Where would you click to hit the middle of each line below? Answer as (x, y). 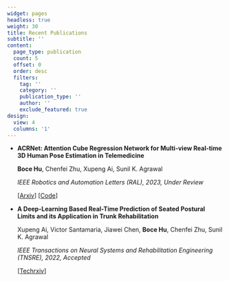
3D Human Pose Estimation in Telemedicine (80, 156)
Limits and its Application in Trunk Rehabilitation (88, 216)
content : (20, 45)
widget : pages (28, 13)
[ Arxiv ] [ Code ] (37, 196)
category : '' (38, 90)
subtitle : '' (26, 39)
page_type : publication (47, 52)
